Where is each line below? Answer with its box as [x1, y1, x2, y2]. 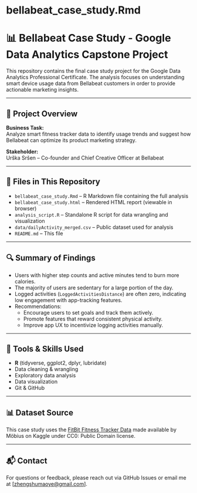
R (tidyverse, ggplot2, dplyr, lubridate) [14, 359, 107, 367]
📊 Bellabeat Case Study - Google [6, 32, 171, 45]
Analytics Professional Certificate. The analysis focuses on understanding [6, 74, 185, 81]
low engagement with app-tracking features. [14, 296, 123, 303]
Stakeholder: [6, 148, 39, 155]
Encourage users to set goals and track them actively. [23, 309, 154, 316]
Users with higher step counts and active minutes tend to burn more [14, 271, 180, 279]
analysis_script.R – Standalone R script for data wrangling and [14, 211, 168, 218]
